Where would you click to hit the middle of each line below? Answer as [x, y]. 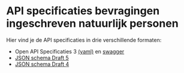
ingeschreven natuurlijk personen [92, 23]
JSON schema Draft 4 [42, 64]
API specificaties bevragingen [83, 11]
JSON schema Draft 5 [42, 58]
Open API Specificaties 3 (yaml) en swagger [70, 51]
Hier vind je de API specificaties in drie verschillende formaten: [84, 40]
